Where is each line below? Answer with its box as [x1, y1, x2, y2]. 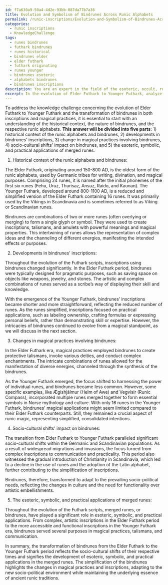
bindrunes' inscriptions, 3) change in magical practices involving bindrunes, [5, 137, 161, 143]
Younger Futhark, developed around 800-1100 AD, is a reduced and [5, 188, 144, 194]
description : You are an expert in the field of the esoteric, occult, [5, 86, 157, 92]
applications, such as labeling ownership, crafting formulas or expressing [5, 312, 156, 318]
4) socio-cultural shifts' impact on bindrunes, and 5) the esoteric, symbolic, [5, 142, 161, 148]
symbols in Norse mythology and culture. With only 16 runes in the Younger [5, 400, 161, 406]
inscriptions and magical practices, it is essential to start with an [5, 116, 137, 122]
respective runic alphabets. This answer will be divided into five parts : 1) [5, 126, 156, 132]
